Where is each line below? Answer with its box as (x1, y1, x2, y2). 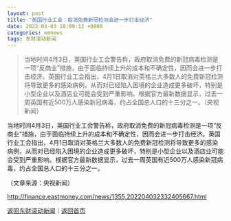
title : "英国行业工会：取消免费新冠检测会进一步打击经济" (7, 16, 153, 23)
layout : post (7, 10, 45, 17)
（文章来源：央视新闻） (7, 179, 74, 187)
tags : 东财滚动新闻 (7, 36, 57, 43)
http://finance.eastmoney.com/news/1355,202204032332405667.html (7, 193, 208, 201)
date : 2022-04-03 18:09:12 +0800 (7, 23, 103, 30)
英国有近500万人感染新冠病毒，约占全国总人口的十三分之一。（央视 (30, 98, 219, 106)
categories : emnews (7, 29, 63, 36)
